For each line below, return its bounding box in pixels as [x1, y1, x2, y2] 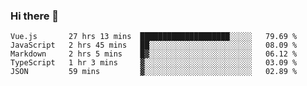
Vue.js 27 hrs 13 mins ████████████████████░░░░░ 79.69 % [10, 32, 298, 42]
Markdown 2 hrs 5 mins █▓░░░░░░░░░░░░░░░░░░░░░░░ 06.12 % [10, 49, 298, 59]
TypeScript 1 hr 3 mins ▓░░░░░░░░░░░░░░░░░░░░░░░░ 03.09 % [10, 58, 298, 68]
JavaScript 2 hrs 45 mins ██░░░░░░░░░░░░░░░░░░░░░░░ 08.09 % [10, 40, 298, 51]
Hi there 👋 [10, 9, 60, 23]
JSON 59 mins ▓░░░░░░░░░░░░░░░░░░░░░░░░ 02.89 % [10, 67, 298, 77]
